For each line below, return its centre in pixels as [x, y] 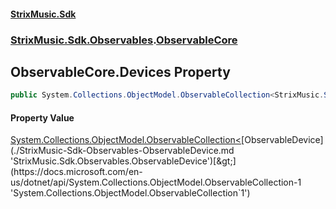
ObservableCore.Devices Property [120, 71]
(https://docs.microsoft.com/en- [76, 172]
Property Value [42, 117]
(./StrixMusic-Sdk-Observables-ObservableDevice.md [122, 151]
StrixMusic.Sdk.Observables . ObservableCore [124, 40]
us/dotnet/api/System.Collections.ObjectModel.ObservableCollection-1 [156, 182]
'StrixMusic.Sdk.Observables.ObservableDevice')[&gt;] [123, 161]
